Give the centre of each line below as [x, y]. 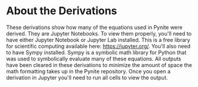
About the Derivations [62, 11]
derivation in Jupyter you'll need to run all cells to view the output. [87, 78]
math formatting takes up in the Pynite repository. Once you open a [88, 71]
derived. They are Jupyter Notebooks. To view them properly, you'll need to [99, 33]
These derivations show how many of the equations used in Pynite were [94, 27]
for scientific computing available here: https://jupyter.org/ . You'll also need [98, 46]
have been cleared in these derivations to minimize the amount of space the [99, 65]
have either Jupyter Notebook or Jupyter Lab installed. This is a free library [98, 40]
